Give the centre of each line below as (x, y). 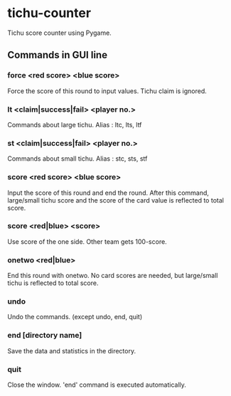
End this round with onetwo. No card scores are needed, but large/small (113, 276)
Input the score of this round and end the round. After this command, (108, 193)
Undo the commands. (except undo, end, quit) (75, 317)
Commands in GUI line (58, 55)
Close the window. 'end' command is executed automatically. (97, 385)
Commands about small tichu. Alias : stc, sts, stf (77, 159)
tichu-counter (49, 13)
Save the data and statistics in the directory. (72, 350)
